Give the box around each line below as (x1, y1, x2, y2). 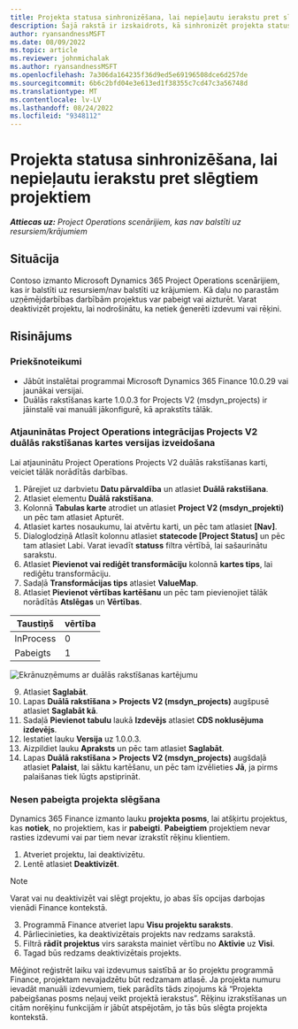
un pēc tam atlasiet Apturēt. (22, 511, 125, 522)
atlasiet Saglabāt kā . (22, 705, 98, 716)
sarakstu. (22, 549, 57, 560)
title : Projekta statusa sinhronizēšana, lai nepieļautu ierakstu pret (10, 12, 279, 22)
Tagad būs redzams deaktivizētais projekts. (22, 948, 182, 958)
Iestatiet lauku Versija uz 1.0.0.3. (22, 733, 141, 744)
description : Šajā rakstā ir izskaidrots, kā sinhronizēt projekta (10, 21, 264, 30)
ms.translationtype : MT (10, 87, 98, 96)
